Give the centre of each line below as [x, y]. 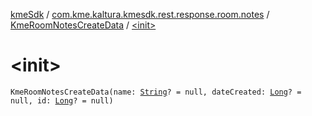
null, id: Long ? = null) [62, 100]
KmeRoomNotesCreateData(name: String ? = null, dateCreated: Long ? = [156, 92]
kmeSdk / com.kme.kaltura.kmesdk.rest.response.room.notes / [140, 14]
